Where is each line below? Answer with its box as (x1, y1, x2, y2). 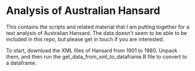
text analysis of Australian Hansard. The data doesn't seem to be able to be (6, 29, 187, 36)
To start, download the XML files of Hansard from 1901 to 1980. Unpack (6, 47, 178, 54)
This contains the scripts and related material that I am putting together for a (6, 23, 190, 30)
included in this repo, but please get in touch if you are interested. (6, 35, 165, 42)
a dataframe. (6, 59, 37, 66)
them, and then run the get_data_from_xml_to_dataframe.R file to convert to (6, 53, 187, 60)
